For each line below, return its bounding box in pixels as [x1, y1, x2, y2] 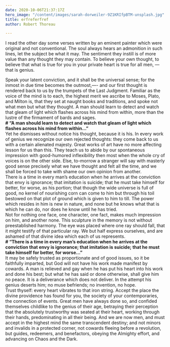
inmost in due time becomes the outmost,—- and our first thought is [5, 82, 148, 88]
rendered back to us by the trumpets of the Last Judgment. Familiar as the [5, 87, 161, 94]
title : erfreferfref [5, 17, 49, 22]
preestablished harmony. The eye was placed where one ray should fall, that [5, 223, 165, 229]
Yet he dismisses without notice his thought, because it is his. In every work [5, 131, 164, 137]
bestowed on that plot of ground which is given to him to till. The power [5, 196, 154, 202]
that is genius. [5, 67, 35, 73]
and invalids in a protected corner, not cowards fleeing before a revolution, [5, 325, 161, 331]
